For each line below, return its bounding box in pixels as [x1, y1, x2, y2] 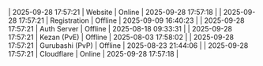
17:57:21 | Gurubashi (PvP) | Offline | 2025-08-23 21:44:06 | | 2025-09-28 [8, 41, 249, 50]
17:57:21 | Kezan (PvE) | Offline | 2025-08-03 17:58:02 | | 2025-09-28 [8, 32, 235, 42]
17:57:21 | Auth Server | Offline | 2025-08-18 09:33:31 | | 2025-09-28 [8, 24, 233, 33]
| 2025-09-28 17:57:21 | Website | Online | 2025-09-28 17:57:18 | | [8, 8, 222, 16]
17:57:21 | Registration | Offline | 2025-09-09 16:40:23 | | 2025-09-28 [18, 16, 245, 25]
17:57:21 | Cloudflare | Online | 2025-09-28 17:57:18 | [8, 49, 179, 58]
